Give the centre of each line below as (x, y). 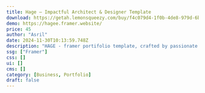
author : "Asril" (27, 35)
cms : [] (16, 69)
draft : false (23, 80)
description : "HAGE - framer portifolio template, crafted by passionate (102, 46)
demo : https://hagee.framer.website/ (54, 23)
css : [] (16, 58)
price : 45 (19, 29)
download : (19, 18)
